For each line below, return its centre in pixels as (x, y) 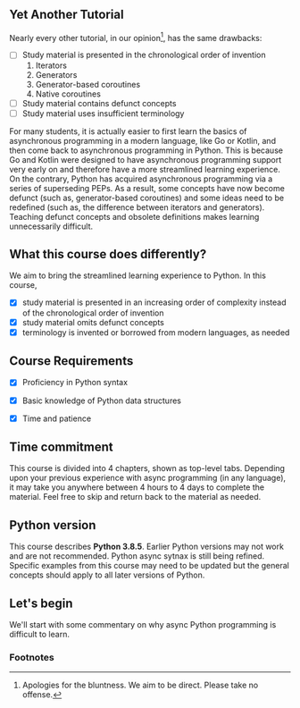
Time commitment (61, 447)
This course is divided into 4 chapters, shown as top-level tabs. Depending (147, 468)
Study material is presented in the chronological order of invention (144, 55)
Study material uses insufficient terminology (103, 113)
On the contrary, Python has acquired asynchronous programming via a (141, 179)
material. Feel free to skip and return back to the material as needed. (135, 497)
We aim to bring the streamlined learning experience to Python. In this (137, 275)
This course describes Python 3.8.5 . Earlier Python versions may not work (146, 547)
